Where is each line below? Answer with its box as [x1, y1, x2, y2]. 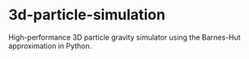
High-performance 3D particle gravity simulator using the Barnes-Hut [8, 32, 241, 42]
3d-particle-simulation [8, 6, 166, 24]
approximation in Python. [8, 40, 92, 50]
